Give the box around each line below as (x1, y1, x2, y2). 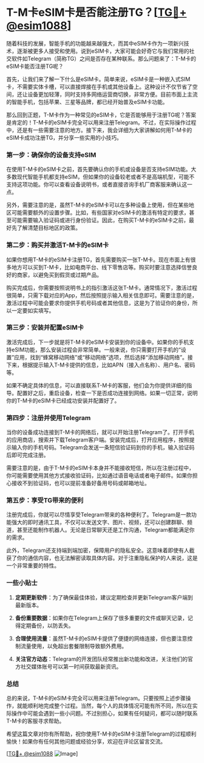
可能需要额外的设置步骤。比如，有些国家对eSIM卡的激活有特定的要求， (11, 209, 189, 216)
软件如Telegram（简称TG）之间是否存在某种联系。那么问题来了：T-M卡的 (11, 55, 196, 62)
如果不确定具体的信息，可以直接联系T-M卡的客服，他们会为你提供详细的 (6, 381, 187, 389)
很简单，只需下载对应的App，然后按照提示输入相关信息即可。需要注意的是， (6, 291, 197, 299)
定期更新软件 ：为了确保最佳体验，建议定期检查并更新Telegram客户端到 (15, 593, 193, 601)
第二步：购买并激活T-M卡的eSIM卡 (6, 241, 109, 249)
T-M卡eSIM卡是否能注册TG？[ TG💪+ (6, 5, 187, 19)
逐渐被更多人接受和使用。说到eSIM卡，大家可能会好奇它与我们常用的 (16, 47, 189, 55)
